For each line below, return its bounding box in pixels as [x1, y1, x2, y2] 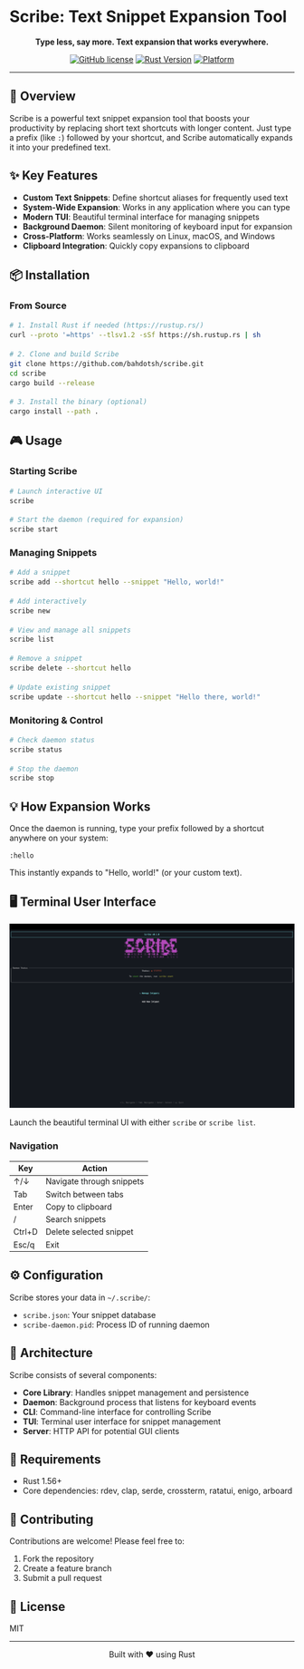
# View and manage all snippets [9, 626, 131, 635]
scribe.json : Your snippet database [22, 1309, 157, 1320]
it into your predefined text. [9, 141, 111, 152]
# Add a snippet [9, 568, 71, 577]
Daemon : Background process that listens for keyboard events [22, 1396, 257, 1407]
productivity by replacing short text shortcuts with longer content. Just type [9, 122, 292, 133]
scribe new [9, 606, 51, 616]
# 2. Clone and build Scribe [9, 349, 119, 359]
